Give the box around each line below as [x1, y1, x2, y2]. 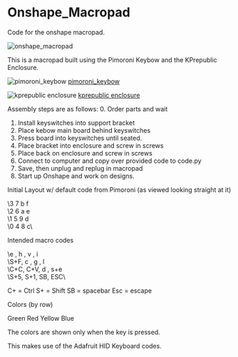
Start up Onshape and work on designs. [17, 171, 135, 180]
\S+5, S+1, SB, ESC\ [7, 272, 66, 281]
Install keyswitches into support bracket [17, 119, 135, 127]
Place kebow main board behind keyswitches [17, 126, 151, 134]
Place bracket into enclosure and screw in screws [17, 141, 164, 150]
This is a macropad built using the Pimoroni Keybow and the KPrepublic [7, 55, 217, 64]
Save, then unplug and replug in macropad [17, 164, 143, 172]
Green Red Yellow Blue [7, 313, 75, 322]
